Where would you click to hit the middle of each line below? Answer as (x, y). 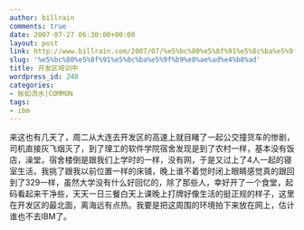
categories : (32, 85)
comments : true (38, 26)
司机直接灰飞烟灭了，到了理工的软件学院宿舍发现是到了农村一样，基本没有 (148, 149)
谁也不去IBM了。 (41, 216)
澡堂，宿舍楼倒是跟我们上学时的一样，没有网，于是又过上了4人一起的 (155, 160)
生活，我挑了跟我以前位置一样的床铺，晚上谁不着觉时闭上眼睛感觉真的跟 (152, 171)
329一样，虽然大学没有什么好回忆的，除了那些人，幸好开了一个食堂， (155, 183)
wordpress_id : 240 (44, 77)
